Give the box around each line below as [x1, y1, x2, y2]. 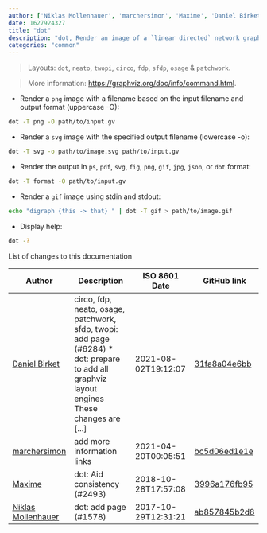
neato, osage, [74, 303, 126, 314]
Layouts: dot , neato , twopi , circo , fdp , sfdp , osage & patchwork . [27, 63, 231, 72]
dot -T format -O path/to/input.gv [8, 177, 126, 185]
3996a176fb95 [194, 478, 253, 489]
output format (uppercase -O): [19, 103, 120, 112]
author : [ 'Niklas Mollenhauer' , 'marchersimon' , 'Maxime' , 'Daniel [8, 11, 237, 20]
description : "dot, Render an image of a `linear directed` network [8, 33, 240, 42]
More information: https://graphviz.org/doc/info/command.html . [27, 79, 237, 88]
